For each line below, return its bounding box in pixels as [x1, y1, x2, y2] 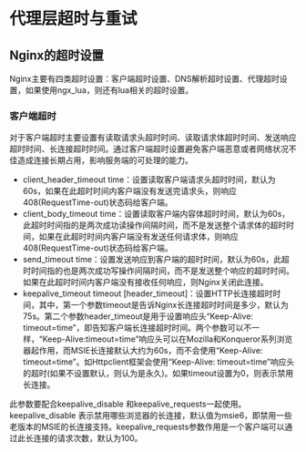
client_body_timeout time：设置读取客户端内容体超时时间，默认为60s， [22, 209, 291, 220]
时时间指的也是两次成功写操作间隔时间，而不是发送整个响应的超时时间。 [22, 265, 294, 276]
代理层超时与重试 [9, 8, 138, 29]
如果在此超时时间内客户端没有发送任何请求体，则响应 [38, 231, 239, 242]
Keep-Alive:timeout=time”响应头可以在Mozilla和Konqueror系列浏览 [42, 334, 293, 344]
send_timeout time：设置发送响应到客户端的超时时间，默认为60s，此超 [22, 254, 290, 265]
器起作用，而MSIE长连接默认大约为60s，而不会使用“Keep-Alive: [22, 345, 263, 356]
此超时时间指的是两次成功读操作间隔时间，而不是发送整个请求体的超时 [22, 220, 287, 231]
